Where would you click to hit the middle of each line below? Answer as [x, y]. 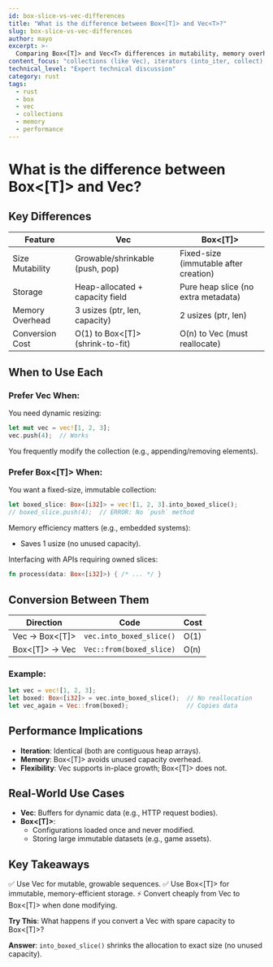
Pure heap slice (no [217, 287]
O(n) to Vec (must [214, 333]
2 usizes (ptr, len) [214, 315]
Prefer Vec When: [44, 396]
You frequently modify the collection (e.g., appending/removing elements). [133, 451]
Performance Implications [76, 731]
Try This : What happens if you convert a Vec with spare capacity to [122, 921]
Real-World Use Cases [67, 794]
